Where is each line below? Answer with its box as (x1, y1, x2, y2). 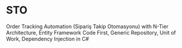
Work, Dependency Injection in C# (6, 35, 89, 42)
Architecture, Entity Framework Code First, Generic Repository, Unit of (6, 29, 176, 36)
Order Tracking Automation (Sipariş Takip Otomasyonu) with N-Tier (6, 23, 169, 30)
